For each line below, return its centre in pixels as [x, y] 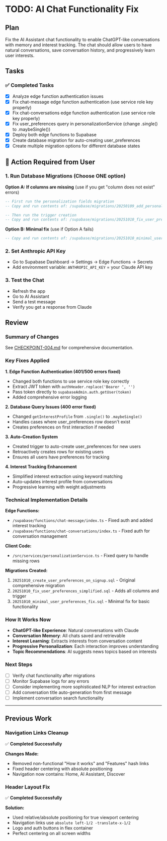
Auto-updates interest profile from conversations [62, 481]
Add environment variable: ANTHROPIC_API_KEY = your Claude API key [82, 267]
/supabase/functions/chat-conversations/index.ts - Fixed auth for [81, 531]
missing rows [26, 561]
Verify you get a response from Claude [52, 307]
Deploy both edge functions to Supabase [54, 134]
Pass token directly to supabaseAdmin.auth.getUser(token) [72, 392]
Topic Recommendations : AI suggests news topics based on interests [84, 651]
